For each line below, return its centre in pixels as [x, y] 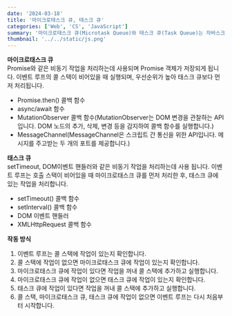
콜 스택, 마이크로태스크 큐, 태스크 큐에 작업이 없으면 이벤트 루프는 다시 [111, 297]
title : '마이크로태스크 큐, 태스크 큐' [56, 20]
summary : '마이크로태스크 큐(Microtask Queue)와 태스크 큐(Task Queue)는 [105, 33]
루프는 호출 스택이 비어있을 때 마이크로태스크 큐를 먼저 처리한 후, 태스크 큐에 [116, 175]
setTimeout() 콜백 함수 [48, 199]
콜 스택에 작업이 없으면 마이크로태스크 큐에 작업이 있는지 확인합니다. [108, 262]
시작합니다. [40, 306]
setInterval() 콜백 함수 [47, 207]
